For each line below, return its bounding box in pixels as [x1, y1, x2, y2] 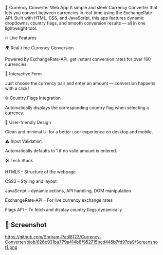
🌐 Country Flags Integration [5, 95, 61, 101]
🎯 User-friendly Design [5, 120, 51, 125]
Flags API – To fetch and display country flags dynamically [5, 207, 123, 212]
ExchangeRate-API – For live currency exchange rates [5, 197, 113, 203]
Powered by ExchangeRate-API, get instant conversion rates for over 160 [5, 56, 151, 62]
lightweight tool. [5, 25, 37, 31]
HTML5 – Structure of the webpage [5, 169, 76, 174]
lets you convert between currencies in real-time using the [5, 10, 123, 16]
